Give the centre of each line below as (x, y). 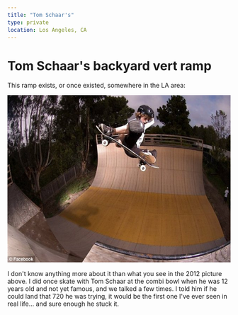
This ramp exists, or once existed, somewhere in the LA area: (96, 86)
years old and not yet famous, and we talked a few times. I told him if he (112, 289)
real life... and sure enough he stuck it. (63, 304)
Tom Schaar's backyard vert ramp (109, 65)
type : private (28, 22)
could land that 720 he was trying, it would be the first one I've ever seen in (118, 297)
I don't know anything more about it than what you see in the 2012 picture (115, 274)
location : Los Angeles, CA (47, 30)
